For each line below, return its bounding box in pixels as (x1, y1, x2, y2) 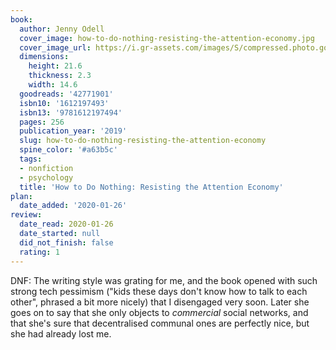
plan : (10, 191, 33, 201)
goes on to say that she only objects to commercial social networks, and (10, 306, 309, 318)
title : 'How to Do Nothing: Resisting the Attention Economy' (19, 182, 284, 192)
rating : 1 (19, 247, 60, 257)
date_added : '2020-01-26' (19, 201, 128, 211)
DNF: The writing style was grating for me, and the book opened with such (10, 274, 318, 286)
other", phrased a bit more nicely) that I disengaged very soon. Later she (10, 296, 310, 308)
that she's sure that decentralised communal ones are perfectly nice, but (10, 317, 310, 329)
